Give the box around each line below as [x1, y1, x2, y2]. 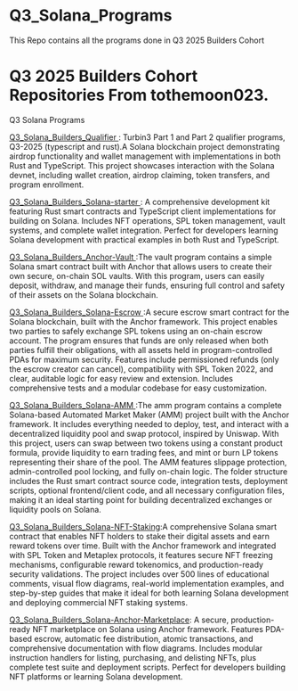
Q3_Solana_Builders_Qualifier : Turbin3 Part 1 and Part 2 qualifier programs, [9, 131, 286, 143]
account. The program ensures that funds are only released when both [9, 335, 269, 346]
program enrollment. [9, 179, 85, 190]
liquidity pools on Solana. [9, 504, 102, 514]
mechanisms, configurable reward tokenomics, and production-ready [9, 559, 264, 570]
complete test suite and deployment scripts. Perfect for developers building [9, 662, 286, 672]
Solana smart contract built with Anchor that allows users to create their [9, 260, 273, 272]
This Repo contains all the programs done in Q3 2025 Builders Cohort [9, 35, 265, 45]
